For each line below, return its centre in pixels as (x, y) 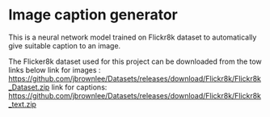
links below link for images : (55, 69)
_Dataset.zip (29, 87)
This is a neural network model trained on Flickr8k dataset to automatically (133, 37)
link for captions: (79, 87)
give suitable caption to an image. (65, 45)
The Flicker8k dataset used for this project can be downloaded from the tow (135, 61)
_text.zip (22, 104)
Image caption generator (93, 15)
